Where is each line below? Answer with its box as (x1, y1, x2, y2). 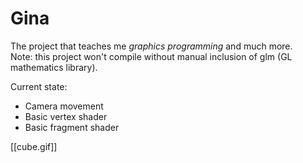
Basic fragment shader (24, 121, 120, 133)
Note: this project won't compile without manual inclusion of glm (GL (10, 50, 293, 62)
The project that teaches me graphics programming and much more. (10, 40, 293, 52)
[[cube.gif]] (10, 140, 58, 152)
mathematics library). (10, 61, 98, 73)
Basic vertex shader (24, 110, 108, 122)
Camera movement (24, 100, 104, 112)
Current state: (10, 80, 68, 92)
